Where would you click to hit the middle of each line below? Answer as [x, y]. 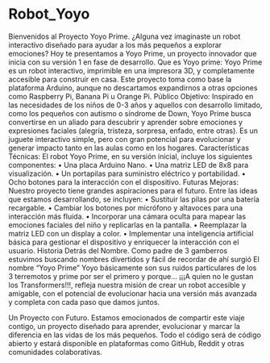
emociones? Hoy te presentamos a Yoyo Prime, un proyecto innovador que [133, 53]
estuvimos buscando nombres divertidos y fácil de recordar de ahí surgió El [134, 259]
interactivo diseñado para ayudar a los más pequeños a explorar [115, 44]
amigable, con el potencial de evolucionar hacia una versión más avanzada [133, 293]
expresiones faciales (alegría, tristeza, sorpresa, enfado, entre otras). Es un [133, 131]
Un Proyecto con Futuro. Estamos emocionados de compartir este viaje [127, 317]
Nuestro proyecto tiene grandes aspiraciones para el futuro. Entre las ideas [133, 190]
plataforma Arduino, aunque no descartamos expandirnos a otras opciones [133, 88]
